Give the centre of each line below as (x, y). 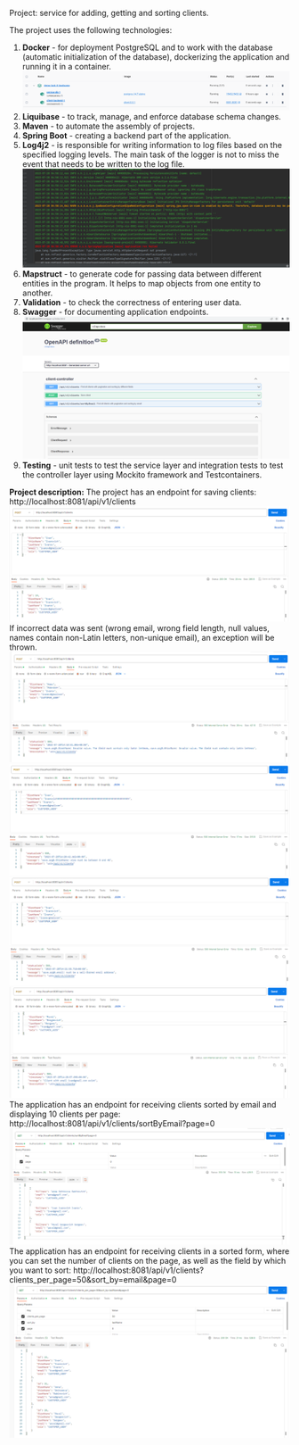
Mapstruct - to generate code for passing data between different (142, 274)
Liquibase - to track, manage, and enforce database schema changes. (152, 116)
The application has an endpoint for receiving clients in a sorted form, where (149, 1251)
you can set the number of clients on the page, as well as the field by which (148, 1261)
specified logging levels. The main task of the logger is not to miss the (151, 154)
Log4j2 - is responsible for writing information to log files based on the (152, 145)
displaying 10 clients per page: (65, 1114)
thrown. (23, 647)
